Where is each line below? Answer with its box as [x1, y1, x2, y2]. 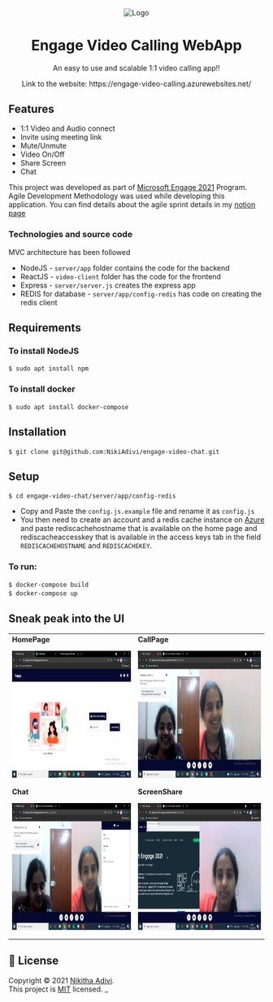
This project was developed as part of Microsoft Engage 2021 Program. [8, 183, 248, 192]
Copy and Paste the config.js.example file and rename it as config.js [19, 507, 255, 516]
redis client [19, 297, 58, 307]
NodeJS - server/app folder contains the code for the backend [19, 263, 230, 273]
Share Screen [19, 158, 67, 168]
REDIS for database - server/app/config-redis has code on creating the [19, 288, 262, 299]
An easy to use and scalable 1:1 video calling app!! [52, 63, 221, 72]
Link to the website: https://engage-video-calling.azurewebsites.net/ [21, 79, 252, 89]
